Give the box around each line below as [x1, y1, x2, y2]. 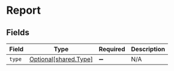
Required [98, 45, 125, 53]
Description [131, 45, 166, 53]
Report [6, 4, 41, 17]
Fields [6, 27, 30, 38]
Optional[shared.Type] [29, 55, 93, 63]
